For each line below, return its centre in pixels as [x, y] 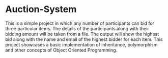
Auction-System [41, 9]
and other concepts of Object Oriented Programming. [61, 50]
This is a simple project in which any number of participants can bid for [80, 23]
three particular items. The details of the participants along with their [77, 28]
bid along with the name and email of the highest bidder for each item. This [84, 39]
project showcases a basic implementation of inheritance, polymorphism [81, 44]
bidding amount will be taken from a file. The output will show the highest [82, 34]
